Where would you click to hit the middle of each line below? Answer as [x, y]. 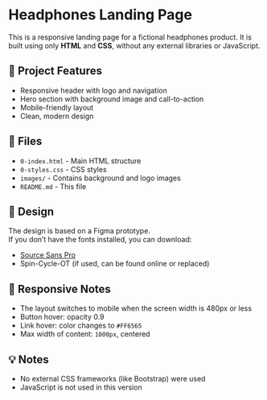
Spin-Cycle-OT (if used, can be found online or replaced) [115, 264]
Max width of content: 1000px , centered [85, 334]
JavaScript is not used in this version [81, 387]
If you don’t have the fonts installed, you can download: [100, 240]
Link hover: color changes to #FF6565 [81, 326]
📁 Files [25, 141]
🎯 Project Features [55, 71]
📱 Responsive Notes [60, 289]
